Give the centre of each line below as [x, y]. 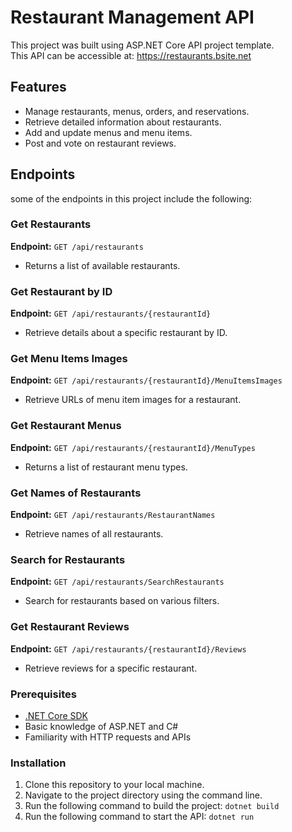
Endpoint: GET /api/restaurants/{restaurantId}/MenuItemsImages [146, 380]
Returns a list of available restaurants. [102, 265]
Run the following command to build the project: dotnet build [152, 806]
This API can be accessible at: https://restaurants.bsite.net [131, 55]
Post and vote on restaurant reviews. [100, 143]
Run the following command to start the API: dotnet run [139, 817]
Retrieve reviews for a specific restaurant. [111, 668]
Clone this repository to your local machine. [114, 785]
